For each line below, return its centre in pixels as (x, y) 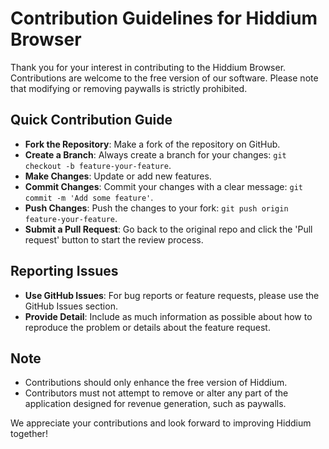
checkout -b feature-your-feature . (98, 165)
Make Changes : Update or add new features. (118, 176)
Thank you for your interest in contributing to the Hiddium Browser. (148, 67)
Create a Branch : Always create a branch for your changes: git (155, 154)
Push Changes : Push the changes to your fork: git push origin (156, 208)
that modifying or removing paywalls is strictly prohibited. (129, 88)
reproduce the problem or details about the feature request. (147, 327)
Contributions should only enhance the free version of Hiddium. (156, 383)
